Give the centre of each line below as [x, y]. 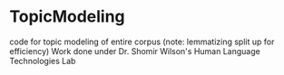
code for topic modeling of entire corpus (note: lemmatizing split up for [142, 42]
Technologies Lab [43, 61]
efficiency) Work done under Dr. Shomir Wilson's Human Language [135, 51]
